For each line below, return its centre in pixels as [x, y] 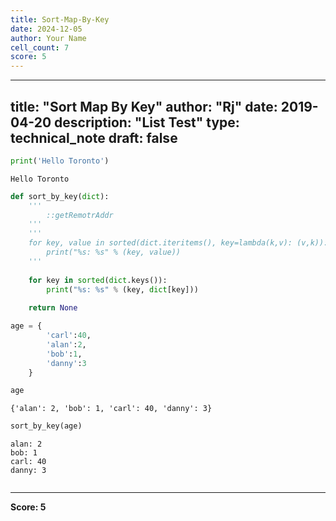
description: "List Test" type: [147, 122]
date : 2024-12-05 [46, 29]
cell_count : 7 [40, 47]
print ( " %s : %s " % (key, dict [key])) [122, 289]
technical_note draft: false [94, 137]
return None [53, 308]
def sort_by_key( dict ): [60, 196]
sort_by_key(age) [46, 426]
